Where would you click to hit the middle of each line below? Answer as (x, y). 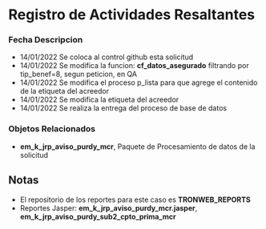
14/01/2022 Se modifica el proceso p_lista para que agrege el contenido (139, 82)
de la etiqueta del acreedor (64, 91)
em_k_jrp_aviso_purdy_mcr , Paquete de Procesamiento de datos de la (137, 147)
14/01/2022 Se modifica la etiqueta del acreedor (99, 100)
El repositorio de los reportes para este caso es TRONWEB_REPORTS (135, 199)
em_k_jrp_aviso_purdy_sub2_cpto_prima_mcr (98, 216)
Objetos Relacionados (52, 129)
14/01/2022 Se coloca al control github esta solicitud (107, 57)
